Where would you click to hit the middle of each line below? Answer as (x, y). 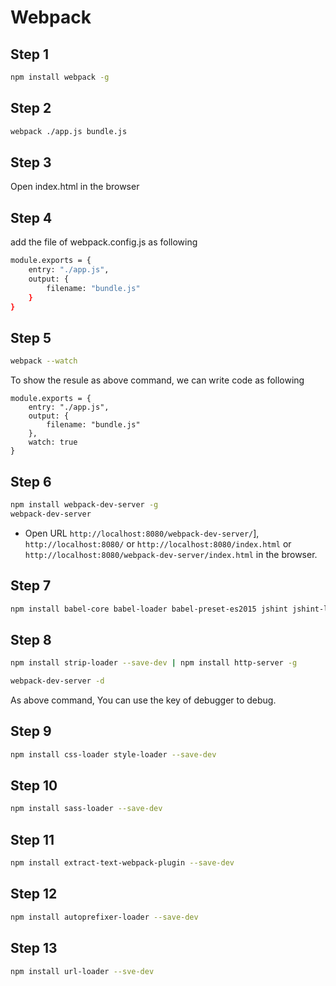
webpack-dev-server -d (57, 681)
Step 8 (31, 639)
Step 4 (31, 217)
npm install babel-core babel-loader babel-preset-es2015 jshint (149, 609)
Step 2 (31, 108)
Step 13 (34, 948)
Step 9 (31, 731)
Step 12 (34, 894)
